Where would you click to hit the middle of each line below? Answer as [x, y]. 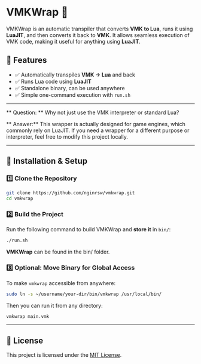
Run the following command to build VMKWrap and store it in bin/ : [89, 230]
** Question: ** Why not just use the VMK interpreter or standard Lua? [93, 112]
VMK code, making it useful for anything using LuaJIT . [73, 41]
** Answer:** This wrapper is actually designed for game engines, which [96, 124]
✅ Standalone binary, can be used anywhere [70, 88]
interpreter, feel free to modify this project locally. [67, 136]
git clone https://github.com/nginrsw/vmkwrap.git [71, 193]
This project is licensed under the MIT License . [64, 355]
